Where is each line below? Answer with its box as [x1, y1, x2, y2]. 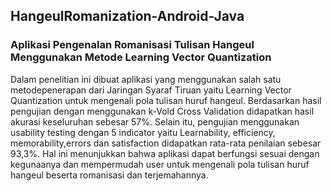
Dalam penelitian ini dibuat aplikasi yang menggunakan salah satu [10, 73, 282, 85]
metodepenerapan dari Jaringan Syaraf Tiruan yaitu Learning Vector [10, 84, 292, 96]
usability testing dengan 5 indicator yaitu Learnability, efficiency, [10, 126, 276, 138]
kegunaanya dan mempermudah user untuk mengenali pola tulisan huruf [10, 158, 310, 170]
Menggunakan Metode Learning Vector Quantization [10, 50, 272, 64]
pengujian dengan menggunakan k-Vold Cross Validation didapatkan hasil [10, 105, 315, 117]
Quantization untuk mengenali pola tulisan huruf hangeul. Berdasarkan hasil [10, 94, 322, 106]
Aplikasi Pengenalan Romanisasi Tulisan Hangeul [10, 38, 255, 52]
